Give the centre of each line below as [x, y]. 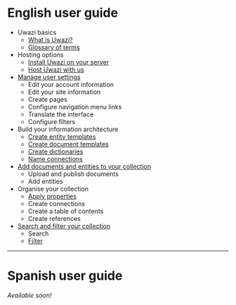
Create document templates [68, 144]
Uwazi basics [37, 32]
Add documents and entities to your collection [84, 166]
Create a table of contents [66, 211]
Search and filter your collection [64, 226]
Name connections [55, 158]
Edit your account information [71, 84]
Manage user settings [49, 77]
